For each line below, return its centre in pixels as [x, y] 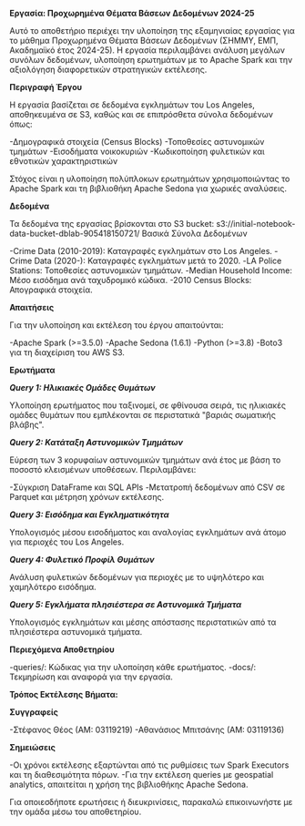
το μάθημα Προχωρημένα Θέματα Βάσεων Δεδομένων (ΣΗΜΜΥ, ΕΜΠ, [144, 41]
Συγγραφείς [34, 712]
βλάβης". [27, 424]
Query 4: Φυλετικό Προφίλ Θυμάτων [82, 560]
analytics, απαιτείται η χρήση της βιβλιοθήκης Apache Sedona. [129, 784]
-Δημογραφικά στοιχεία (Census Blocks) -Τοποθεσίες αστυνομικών [137, 142]
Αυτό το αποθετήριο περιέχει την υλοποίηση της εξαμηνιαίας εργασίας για [152, 31]
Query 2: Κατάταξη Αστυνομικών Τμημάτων [97, 442]
